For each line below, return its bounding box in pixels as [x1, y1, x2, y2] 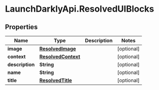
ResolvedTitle [39, 77, 72, 84]
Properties [5, 23, 38, 31]
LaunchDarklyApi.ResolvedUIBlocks [5, 3, 154, 15]
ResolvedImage [39, 45, 76, 52]
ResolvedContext [39, 54, 80, 60]
